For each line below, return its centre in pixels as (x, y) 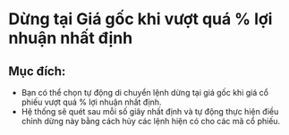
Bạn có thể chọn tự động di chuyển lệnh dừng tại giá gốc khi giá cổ (145, 93)
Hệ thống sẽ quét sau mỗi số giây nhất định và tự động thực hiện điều (150, 111)
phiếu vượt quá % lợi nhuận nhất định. (91, 102)
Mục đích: (37, 71)
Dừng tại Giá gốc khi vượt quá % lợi (140, 19)
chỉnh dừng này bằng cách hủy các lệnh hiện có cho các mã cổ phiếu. (151, 121)
